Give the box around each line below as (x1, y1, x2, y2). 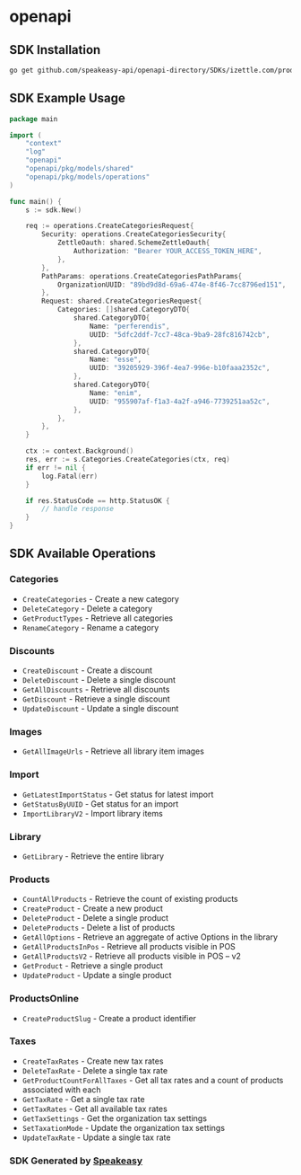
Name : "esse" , (89, 355, 142, 365)
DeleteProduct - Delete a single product (21, 913, 168, 923)
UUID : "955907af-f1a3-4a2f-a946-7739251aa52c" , (89, 397, 271, 406)
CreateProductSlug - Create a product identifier (21, 1012, 197, 1023)
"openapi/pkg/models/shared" (25, 164, 134, 173)
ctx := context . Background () (25, 446, 134, 455)
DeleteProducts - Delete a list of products (21, 923, 176, 933)
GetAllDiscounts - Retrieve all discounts (21, 685, 170, 695)
